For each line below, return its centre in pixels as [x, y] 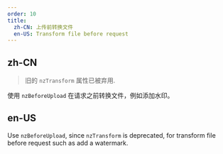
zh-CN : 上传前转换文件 [43, 27]
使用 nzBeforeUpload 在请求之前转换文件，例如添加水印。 [91, 96]
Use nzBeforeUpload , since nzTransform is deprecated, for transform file [112, 135]
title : [17, 21]
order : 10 [22, 14]
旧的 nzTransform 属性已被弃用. [70, 81]
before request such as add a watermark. [68, 143]
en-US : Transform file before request [71, 34]
